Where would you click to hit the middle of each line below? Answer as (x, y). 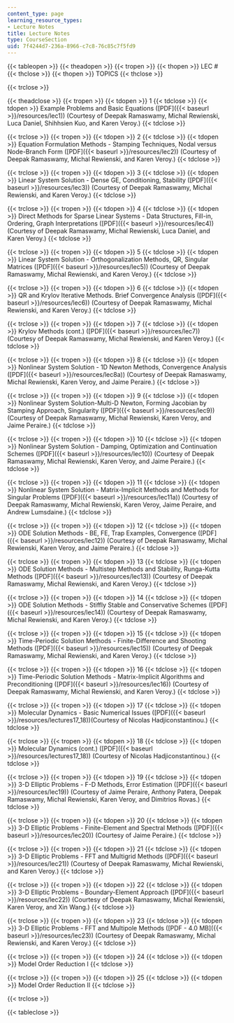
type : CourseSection (37, 40)
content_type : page (36, 14)
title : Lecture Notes (39, 33)
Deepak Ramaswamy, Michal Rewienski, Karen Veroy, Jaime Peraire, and (112, 504)
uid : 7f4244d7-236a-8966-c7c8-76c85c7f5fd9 (72, 46)
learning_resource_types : (45, 20)
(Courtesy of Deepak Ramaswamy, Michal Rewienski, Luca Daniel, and (109, 231)
